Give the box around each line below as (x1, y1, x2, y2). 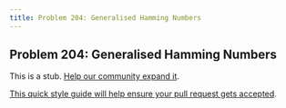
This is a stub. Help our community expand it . (9, 71, 180, 82)
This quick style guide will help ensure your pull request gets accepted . (9, 88, 278, 100)
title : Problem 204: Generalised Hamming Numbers (9, 13, 202, 23)
